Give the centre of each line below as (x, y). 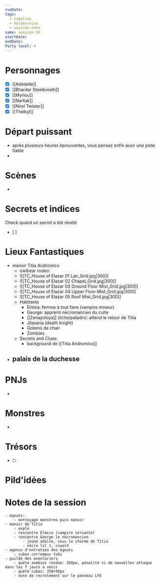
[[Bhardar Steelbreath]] (35, 89)
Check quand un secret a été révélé (41, 222)
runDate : (14, 10)
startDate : (16, 37)
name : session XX (23, 32)
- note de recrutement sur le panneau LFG (58, 576)
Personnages (33, 70)
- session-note (25, 28)
